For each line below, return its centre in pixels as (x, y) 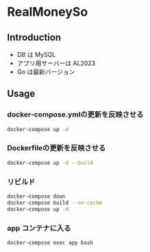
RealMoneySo (48, 12)
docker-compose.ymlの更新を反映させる (75, 115)
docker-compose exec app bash (50, 242)
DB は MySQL (36, 55)
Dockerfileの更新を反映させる (57, 148)
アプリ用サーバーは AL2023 (56, 63)
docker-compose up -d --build (50, 163)
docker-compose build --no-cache (55, 203)
